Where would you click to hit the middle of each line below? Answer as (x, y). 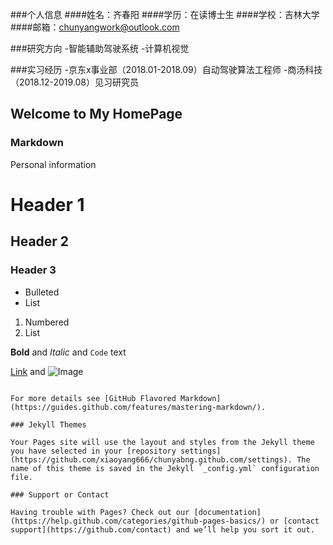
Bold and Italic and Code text (68, 352)
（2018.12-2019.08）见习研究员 (74, 82)
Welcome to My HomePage (96, 114)
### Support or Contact (60, 494)
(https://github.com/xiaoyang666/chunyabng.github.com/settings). (151, 459)
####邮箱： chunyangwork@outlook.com (95, 27)
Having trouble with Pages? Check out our (100, 512)
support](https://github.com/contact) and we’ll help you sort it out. (162, 529)
